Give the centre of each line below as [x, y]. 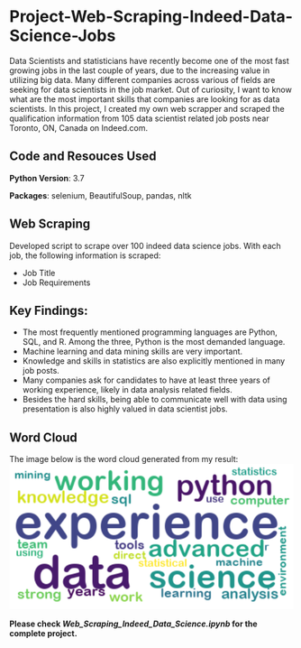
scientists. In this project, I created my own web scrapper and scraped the [147, 108]
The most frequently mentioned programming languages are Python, [150, 332]
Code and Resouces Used [83, 157]
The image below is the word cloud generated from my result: [124, 459]
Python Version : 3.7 [47, 178]
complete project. [44, 633]
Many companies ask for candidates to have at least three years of [146, 380]
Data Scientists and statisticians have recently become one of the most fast [150, 60]
